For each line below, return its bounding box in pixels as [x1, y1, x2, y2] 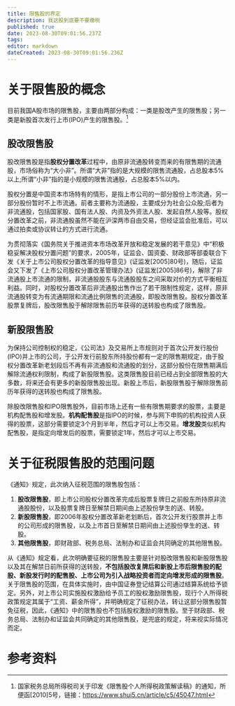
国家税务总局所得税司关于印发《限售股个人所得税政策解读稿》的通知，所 [17, 681, 226, 690]
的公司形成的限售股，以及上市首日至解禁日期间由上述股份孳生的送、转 [17, 521, 220, 529]
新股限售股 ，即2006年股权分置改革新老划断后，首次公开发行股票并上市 [17, 513, 223, 521]
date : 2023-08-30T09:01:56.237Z [7, 29, 101, 37]
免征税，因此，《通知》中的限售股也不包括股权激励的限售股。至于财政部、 [7, 607, 219, 615]
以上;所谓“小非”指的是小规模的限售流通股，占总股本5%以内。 [7, 175, 184, 184]
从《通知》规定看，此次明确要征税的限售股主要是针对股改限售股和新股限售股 [7, 554, 228, 562]
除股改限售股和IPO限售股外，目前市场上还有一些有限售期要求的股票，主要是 [7, 402, 226, 410]
